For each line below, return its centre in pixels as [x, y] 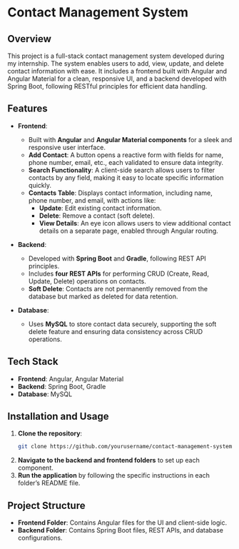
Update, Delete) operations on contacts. [87, 281]
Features [27, 109]
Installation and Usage [58, 417]
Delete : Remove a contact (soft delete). [97, 216]
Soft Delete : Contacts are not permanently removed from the [118, 288]
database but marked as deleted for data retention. [103, 296]
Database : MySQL [45, 394]
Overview [30, 39]
